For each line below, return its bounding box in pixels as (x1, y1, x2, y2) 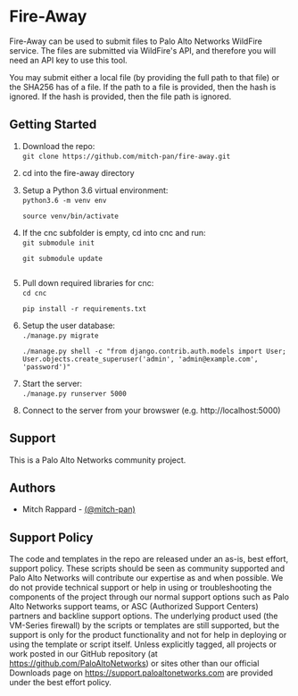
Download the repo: (21, 140, 95, 151)
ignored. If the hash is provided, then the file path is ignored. (9, 91, 232, 102)
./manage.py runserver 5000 (21, 389, 127, 398)
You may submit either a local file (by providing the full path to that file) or (9, 71, 280, 82)
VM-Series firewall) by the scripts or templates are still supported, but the (9, 620, 279, 631)
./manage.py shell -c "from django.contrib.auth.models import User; (21, 347, 287, 356)
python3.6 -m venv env (21, 196, 107, 205)
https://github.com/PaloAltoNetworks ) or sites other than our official (9, 658, 260, 669)
